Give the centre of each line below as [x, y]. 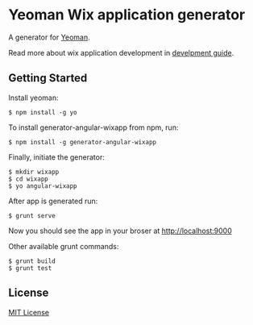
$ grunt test [30, 268]
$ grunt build [32, 261]
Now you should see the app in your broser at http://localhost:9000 [120, 231]
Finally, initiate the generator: [56, 157]
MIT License [29, 312]
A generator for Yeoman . [49, 37]
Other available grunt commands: [64, 246]
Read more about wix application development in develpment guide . [121, 52]
